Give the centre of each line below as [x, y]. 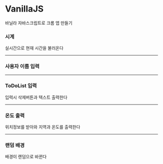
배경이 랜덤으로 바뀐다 [26, 157]
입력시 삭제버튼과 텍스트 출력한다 [36, 97]
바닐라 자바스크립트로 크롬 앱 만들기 [39, 23]
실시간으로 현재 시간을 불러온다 [34, 48]
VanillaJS [24, 9]
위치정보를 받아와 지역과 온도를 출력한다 [43, 127]
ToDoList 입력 [21, 86]
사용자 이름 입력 [22, 66]
